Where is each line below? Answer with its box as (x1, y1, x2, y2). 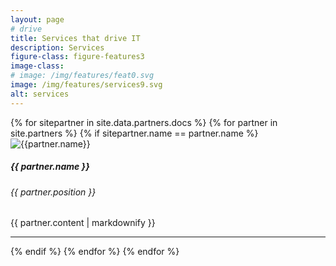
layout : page (10, 14, 65, 25)
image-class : (10, 61, 65, 71)
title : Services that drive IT (10, 33, 141, 43)
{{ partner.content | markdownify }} (10, 217, 156, 229)
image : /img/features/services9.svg (10, 80, 163, 90)
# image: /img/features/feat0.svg (10, 71, 155, 81)
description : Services (10, 42, 105, 53)
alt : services (10, 89, 70, 99)
